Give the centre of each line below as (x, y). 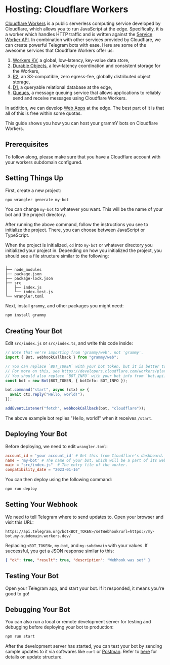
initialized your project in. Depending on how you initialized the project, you (83, 250)
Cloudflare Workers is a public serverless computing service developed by (83, 23)
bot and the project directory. (36, 215)
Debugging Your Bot (38, 609)
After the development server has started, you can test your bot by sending (84, 646)
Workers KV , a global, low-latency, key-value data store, (71, 60)
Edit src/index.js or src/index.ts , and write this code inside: (69, 343)
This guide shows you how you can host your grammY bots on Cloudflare (82, 123)
